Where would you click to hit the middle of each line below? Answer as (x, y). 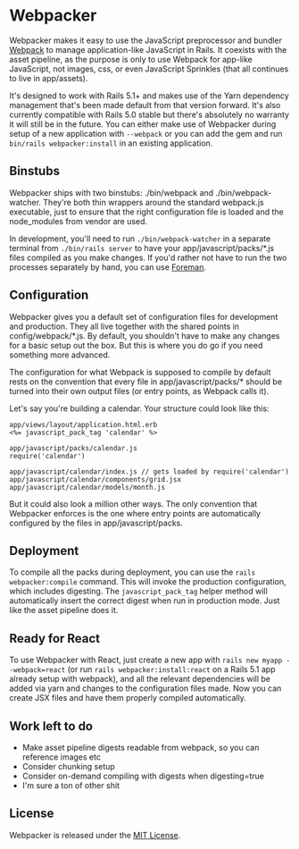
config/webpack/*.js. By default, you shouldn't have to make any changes (145, 335)
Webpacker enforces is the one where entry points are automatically (135, 513)
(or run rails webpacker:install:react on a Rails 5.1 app (171, 669)
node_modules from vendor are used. (79, 221)
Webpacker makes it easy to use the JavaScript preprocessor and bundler (146, 40)
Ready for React (55, 639)
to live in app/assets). (49, 78)
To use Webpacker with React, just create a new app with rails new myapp (146, 660)
